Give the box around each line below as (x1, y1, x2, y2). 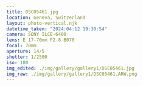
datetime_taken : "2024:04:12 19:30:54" (6, 25, 108, 32)
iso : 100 (6, 59, 29, 65)
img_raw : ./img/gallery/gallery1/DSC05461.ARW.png (6, 71, 138, 77)
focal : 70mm (6, 43, 37, 49)
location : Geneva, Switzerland (6, 15, 86, 21)
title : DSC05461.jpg (6, 8, 59, 15)
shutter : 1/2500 (6, 54, 47, 60)
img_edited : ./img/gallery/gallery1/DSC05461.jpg (6, 65, 135, 71)
